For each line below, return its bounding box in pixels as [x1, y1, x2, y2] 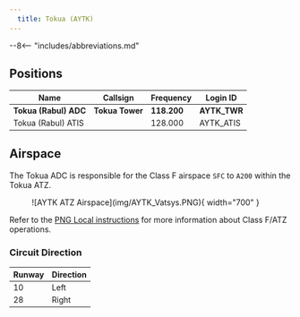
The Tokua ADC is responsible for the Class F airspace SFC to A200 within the [9, 170, 291, 181]
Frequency [150, 92, 193, 103]
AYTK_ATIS [199, 117, 241, 129]
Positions [9, 66, 63, 81]
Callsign [102, 92, 134, 103]
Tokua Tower [93, 106, 143, 116]
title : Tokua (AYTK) [17, 14, 94, 23]
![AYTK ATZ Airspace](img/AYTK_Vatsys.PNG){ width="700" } [31, 197, 260, 208]
